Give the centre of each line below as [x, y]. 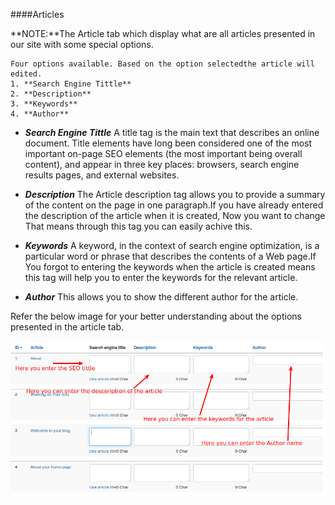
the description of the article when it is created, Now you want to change [175, 215]
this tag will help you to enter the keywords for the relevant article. [161, 277]
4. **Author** [40, 114]
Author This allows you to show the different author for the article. [161, 297]
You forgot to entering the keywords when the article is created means [170, 267]
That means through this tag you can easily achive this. [138, 226]
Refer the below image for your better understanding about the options [156, 316]
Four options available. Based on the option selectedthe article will [162, 64]
